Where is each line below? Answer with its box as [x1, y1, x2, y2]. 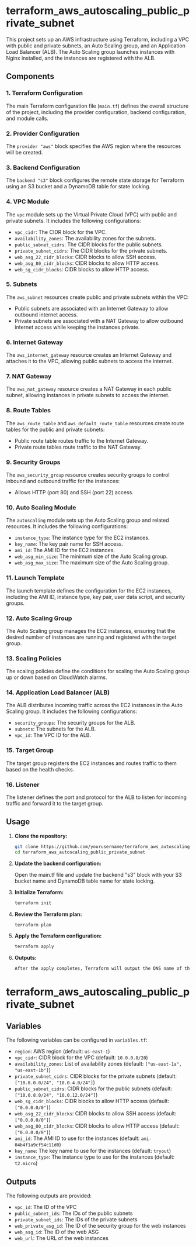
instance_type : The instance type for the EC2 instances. [14, 534, 150, 542]
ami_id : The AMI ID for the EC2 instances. [14, 547, 115, 554]
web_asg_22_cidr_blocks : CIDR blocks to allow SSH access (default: [14, 1110, 177, 1117]
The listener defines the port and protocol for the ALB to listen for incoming [6, 794, 187, 801]
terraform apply [14, 943, 54, 950]
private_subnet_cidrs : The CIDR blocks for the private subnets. [14, 247, 168, 254]
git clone [14, 843, 39, 849]
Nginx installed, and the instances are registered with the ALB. [6, 54, 156, 61]
